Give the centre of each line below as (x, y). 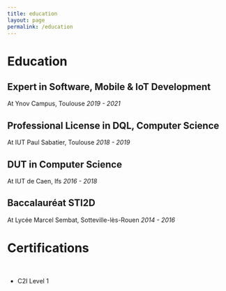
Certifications (48, 248)
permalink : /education (40, 27)
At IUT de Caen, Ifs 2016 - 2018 (52, 181)
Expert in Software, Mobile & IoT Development (109, 87)
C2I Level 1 (33, 281)
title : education (32, 14)
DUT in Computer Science (65, 164)
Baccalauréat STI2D (51, 203)
